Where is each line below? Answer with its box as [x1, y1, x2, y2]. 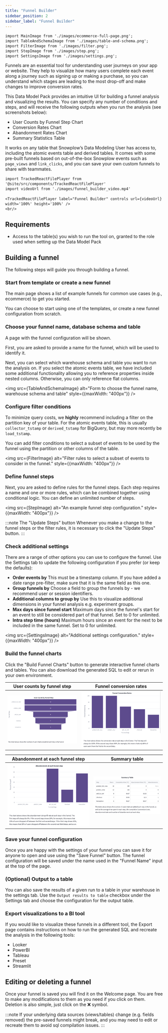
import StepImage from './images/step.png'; [5, 49, 99, 54]
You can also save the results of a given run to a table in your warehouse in [5, 887, 160, 893]
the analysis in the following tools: [5, 932, 75, 938]
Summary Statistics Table [12, 135, 65, 141]
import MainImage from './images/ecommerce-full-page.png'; [5, 34, 133, 39]
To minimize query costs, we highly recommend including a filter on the [5, 414, 153, 421]
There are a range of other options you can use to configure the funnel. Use [5, 554, 161, 560]
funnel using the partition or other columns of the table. [5, 445, 119, 451]
